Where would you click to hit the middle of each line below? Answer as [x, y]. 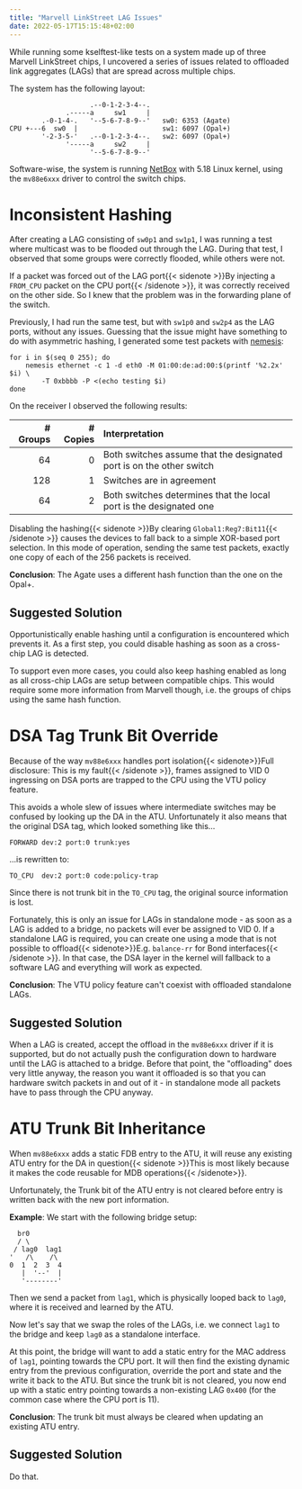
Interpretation [133, 434]
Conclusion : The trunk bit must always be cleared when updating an [136, 1417]
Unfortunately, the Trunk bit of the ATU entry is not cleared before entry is [146, 1190]
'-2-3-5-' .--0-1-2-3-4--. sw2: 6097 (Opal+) [136, 136]
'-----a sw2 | [108, 144]
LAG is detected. [58, 654]
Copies [79, 439]
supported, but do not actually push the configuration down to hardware [143, 1054]
